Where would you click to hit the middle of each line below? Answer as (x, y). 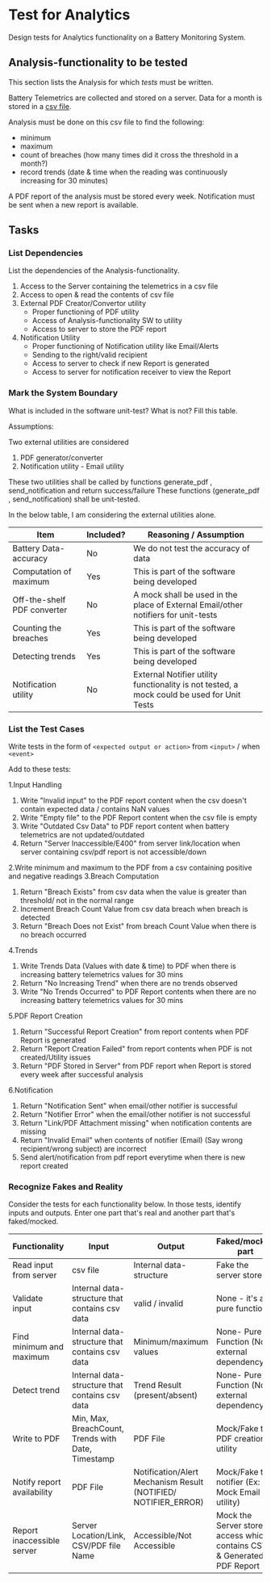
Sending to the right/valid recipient (90, 355)
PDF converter (40, 610)
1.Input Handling (35, 785)
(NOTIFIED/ (155, 1492)
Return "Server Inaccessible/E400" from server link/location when (130, 843)
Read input (33, 1265)
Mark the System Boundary (63, 393)
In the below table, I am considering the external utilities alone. (112, 514)
